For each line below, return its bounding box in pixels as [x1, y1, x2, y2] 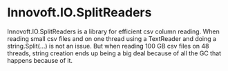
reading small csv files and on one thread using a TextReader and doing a [7, 34, 216, 42]
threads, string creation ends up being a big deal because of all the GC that [7, 49, 222, 57]
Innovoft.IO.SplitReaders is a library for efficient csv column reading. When [7, 27, 220, 35]
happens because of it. [7, 56, 73, 64]
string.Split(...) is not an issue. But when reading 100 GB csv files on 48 [7, 42, 209, 50]
